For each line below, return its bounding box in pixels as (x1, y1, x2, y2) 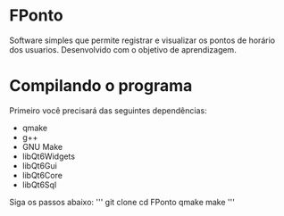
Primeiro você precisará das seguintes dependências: (9, 104, 207, 116)
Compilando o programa (9, 76, 193, 96)
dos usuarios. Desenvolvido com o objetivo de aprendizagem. (9, 44, 237, 54)
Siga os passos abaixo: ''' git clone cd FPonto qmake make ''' (9, 196, 235, 207)
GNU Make (21, 141, 63, 152)
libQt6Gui (21, 160, 58, 170)
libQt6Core (21, 170, 63, 180)
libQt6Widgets (21, 151, 76, 162)
